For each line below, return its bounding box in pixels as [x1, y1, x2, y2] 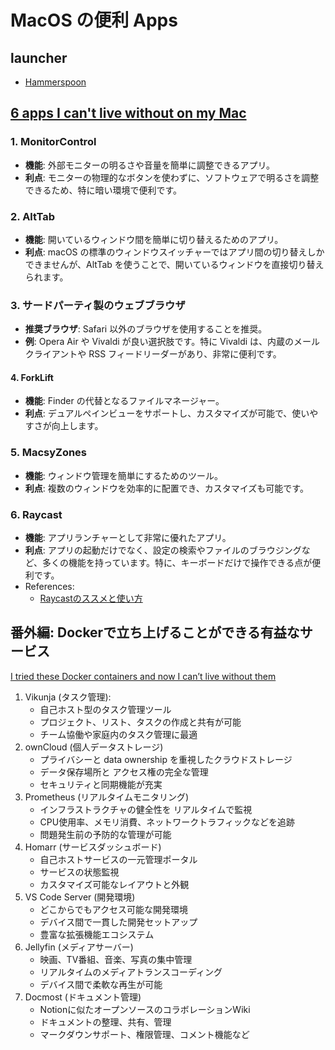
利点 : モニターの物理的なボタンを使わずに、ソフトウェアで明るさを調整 [24, 171, 320, 183]
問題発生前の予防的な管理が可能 [39, 828, 172, 840]
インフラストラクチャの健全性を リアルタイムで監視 [39, 803, 253, 815]
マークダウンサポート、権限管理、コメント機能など [39, 1028, 250, 1040]
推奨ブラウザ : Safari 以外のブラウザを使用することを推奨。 [24, 323, 268, 335]
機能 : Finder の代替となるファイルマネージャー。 [24, 395, 225, 407]
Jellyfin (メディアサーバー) [24, 941, 134, 953]
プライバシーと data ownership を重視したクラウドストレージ [39, 753, 293, 765]
